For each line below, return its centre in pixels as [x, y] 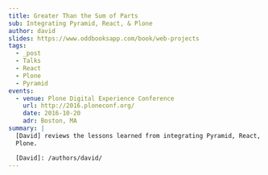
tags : [17, 46]
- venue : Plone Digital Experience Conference [95, 98]
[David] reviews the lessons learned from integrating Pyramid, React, [138, 135]
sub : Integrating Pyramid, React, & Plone [80, 23]
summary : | [27, 128]
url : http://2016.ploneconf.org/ [79, 106]
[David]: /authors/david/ [59, 158]
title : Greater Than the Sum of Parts [73, 16]
